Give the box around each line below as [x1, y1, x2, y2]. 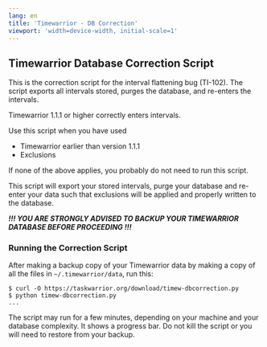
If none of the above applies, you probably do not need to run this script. [8, 165, 249, 175]
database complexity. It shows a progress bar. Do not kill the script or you [8, 321, 253, 331]
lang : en [8, 11, 38, 20]
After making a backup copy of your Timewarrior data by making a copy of [8, 260, 256, 270]
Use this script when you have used [8, 126, 127, 136]
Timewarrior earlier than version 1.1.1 [19, 141, 141, 151]
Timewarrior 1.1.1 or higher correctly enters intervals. [8, 110, 181, 120]
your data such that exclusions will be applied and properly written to [27, 190, 257, 199]
